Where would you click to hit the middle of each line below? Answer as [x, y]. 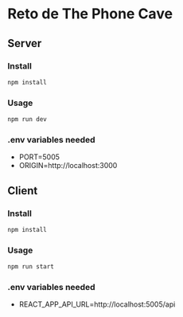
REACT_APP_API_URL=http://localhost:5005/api [97, 304]
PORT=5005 [39, 157]
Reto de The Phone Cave [90, 14]
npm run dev [27, 119]
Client [23, 191]
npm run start [31, 267]
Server [25, 43]
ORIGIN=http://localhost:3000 [68, 166]
